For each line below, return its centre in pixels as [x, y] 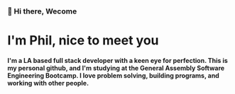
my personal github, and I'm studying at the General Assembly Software [116, 68]
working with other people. [48, 83]
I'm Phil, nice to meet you [83, 41]
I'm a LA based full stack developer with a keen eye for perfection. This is [118, 60]
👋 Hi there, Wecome [42, 11]
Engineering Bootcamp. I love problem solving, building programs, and [114, 75]
